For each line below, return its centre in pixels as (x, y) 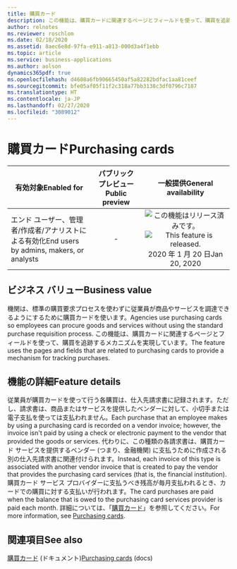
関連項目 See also (45, 540)
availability (186, 192)
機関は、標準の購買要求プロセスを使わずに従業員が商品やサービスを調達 (112, 308)
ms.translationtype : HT (42, 92)
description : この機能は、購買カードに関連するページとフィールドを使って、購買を (114, 20)
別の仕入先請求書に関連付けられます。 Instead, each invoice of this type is (114, 459)
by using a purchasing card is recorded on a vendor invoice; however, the (114, 426)
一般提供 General (186, 183)
